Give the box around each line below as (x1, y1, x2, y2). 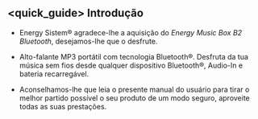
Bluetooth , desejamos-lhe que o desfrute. (19, 36, 158, 46)
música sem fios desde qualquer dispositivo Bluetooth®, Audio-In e (19, 60, 243, 70)
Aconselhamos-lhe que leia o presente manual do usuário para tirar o (19, 84, 250, 94)
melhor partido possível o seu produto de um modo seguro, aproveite (19, 92, 251, 103)
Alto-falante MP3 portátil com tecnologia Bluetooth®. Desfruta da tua (19, 51, 249, 61)
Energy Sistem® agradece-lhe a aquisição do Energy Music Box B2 (19, 27, 243, 37)
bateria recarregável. (19, 68, 89, 79)
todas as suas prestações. (19, 101, 107, 111)
